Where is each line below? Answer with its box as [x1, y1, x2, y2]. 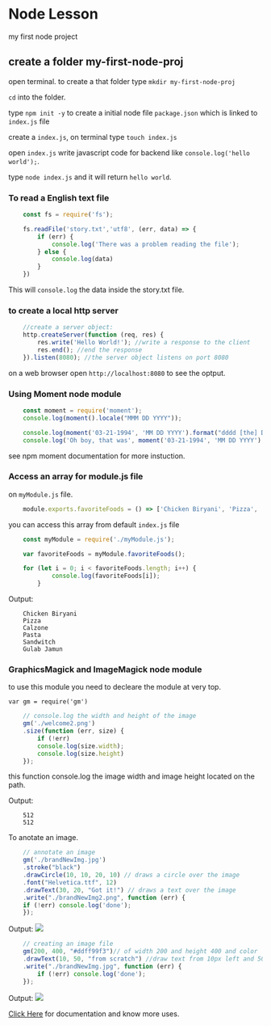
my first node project [8, 32, 78, 41]
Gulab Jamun [23, 645, 63, 653]
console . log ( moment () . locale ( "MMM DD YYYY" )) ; [23, 414, 182, 422]
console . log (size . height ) [37, 749, 125, 758]
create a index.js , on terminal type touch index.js [8, 132, 177, 141]
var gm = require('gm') [8, 698, 89, 706]
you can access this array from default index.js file [8, 519, 180, 530]
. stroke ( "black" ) [23, 863, 81, 872]
